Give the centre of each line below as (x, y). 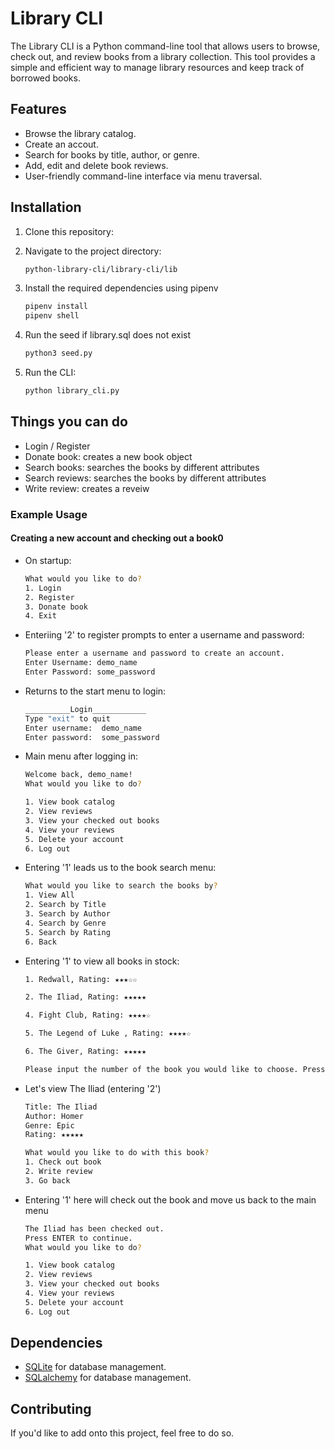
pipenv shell (52, 316)
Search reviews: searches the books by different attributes (145, 478)
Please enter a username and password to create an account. (155, 653)
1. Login (43, 588)
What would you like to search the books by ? (121, 886)
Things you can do (69, 422)
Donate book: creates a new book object (108, 456)
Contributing (51, 1408)
